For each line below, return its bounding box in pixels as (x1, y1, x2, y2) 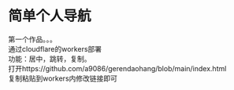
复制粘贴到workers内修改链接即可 (8, 74, 118, 83)
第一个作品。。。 (8, 34, 57, 44)
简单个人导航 (8, 7, 92, 25)
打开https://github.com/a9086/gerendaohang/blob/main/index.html (8, 63, 227, 73)
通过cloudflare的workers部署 (8, 44, 102, 53)
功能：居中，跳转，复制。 (8, 54, 91, 63)
